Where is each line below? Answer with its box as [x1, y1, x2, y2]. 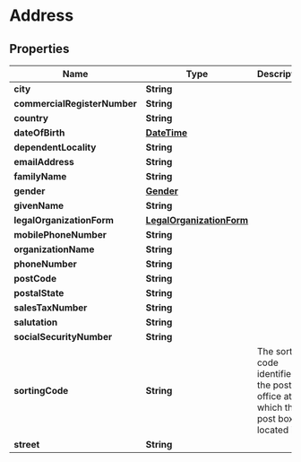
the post [256, 379, 292, 391]
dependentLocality [13, 141, 97, 153]
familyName [13, 170, 67, 182]
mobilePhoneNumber [13, 229, 107, 240]
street [13, 439, 40, 450]
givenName [13, 199, 64, 212]
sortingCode [13, 385, 69, 397]
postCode [13, 273, 56, 284]
